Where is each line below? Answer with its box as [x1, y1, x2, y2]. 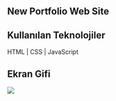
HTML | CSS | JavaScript [7, 48, 78, 56]
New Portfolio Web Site [7, 6, 110, 17]
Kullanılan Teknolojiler [7, 29, 106, 41]
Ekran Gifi [7, 68, 51, 79]
